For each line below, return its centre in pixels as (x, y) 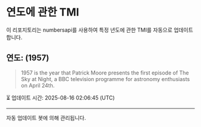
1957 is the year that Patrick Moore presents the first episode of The (105, 73)
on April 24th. (38, 85)
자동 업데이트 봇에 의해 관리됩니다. (46, 117)
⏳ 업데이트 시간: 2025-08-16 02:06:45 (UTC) (60, 97)
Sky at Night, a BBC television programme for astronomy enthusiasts (105, 79)
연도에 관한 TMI (43, 12)
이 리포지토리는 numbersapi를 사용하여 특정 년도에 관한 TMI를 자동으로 (89, 30)
